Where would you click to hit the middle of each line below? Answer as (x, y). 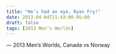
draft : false (23, 23)
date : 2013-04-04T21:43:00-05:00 (48, 17)
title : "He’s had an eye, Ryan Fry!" (53, 12)
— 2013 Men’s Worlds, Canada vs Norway (58, 45)
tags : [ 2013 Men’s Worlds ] (40, 28)
